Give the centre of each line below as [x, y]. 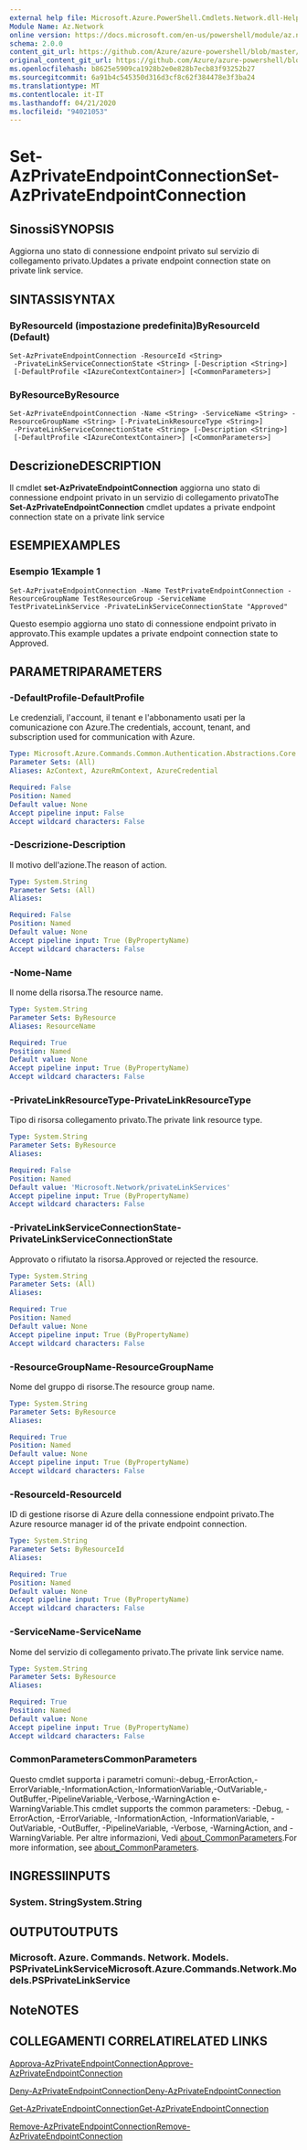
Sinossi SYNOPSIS [62, 229]
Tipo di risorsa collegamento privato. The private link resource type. [136, 1120]
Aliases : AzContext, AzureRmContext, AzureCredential [114, 771]
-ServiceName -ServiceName [75, 1631]
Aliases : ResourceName [53, 1026]
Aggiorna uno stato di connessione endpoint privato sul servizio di [134, 251]
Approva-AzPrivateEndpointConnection [84, 2063]
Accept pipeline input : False [67, 813]
